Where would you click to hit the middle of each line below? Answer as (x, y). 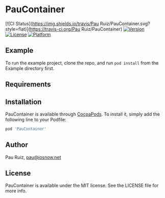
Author (17, 145)
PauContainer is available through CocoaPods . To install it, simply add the (83, 114)
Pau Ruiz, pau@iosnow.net (33, 157)
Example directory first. (30, 68)
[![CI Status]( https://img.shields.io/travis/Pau (52, 24)
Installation (23, 102)
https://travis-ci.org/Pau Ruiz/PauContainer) (76, 29)
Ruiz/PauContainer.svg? (125, 24)
